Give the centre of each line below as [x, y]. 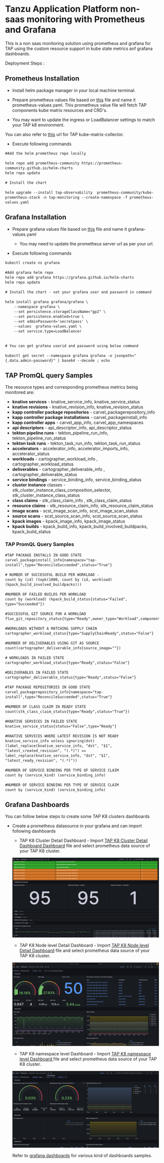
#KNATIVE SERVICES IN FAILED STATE [41, 721]
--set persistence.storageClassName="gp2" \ [60, 311]
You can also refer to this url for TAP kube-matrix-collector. [64, 134]
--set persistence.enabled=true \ [49, 316]
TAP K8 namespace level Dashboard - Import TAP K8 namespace [85, 1054]
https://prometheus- [102, 163]
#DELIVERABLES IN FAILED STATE [37, 672]
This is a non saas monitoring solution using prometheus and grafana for [78, 43]
